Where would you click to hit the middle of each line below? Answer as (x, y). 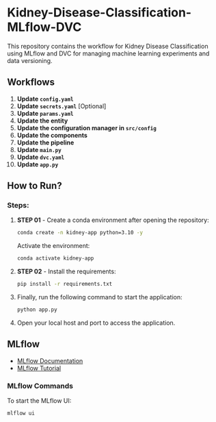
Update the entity (42, 121)
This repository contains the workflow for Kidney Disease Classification (108, 46)
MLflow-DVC (44, 27)
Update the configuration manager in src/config (87, 127)
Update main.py (39, 149)
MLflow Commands (40, 386)
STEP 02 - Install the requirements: (66, 271)
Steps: (18, 206)
